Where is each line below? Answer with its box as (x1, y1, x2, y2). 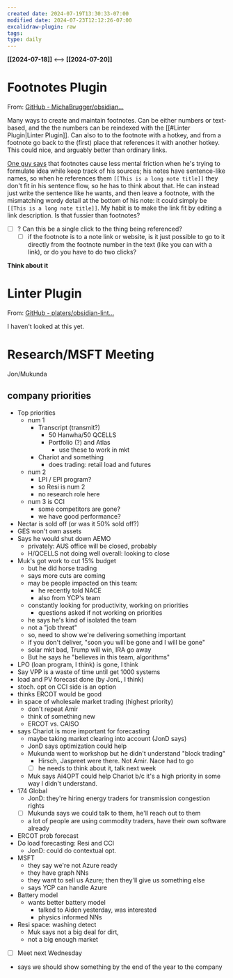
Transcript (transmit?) (38, 423, 101, 431)
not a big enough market (27, 935, 99, 943)
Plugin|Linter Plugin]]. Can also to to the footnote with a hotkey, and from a (7, 131, 221, 139)
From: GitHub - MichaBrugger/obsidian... (7, 102, 124, 112)
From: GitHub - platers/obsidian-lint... (7, 309, 115, 317)
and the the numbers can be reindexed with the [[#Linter (28, 123, 191, 132)
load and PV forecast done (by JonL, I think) (17, 675, 144, 683)
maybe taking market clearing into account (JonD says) (27, 734, 187, 742)
